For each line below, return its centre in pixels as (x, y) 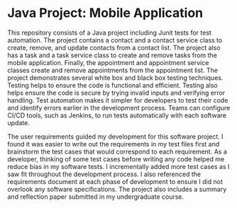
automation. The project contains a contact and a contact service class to (115, 40)
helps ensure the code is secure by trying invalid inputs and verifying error (116, 93)
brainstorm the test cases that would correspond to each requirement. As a (117, 151)
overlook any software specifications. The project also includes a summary (117, 189)
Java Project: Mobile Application (105, 13)
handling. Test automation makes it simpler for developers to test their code (118, 100)
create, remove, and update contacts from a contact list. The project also (114, 47)
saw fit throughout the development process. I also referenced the (104, 174)
